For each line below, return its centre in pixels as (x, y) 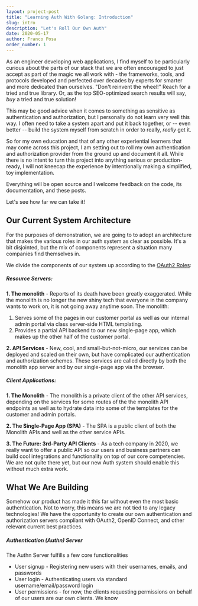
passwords (28, 573)
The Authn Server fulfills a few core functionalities (67, 555)
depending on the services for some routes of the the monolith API (87, 402)
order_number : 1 (26, 45)
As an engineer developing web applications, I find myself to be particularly (98, 61)
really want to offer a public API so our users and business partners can (93, 450)
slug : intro (21, 23)
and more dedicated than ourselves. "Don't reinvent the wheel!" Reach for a (98, 86)
